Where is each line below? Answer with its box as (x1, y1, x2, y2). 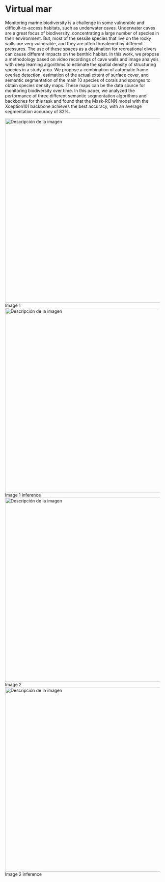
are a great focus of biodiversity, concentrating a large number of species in (5, 30, 159, 36)
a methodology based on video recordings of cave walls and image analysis (5, 56, 159, 62)
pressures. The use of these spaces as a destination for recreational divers (5, 46, 157, 52)
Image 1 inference (5, 492, 41, 498)
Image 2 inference (5, 871, 42, 877)
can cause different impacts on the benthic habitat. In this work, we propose (5, 51, 160, 57)
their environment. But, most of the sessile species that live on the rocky (5, 35, 151, 41)
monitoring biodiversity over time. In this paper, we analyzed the (5, 88, 135, 93)
